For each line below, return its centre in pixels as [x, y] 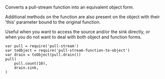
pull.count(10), [31, 64]
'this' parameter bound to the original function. [53, 22]
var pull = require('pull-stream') [42, 46]
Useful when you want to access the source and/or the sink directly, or [78, 32]
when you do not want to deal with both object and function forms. [74, 37]
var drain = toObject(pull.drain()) [43, 55]
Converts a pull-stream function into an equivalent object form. [70, 7]
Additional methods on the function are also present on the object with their [82, 17]
